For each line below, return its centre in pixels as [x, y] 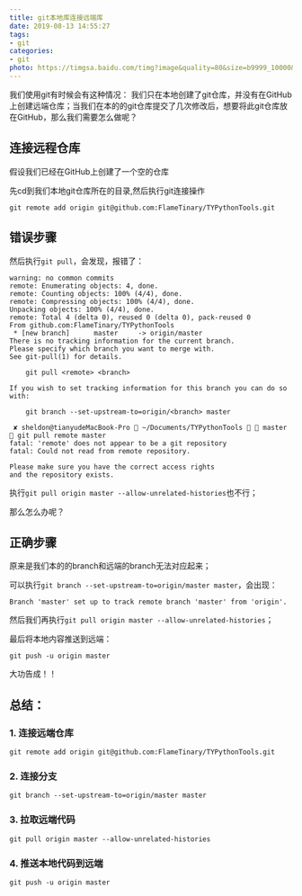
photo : [22, 68]
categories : [31, 51]
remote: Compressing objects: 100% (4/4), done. [102, 301]
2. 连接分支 [33, 776]
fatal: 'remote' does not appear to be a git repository [118, 443]
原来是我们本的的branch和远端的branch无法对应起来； [110, 566]
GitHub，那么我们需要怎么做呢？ [77, 117]
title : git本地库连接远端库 [56, 18]
